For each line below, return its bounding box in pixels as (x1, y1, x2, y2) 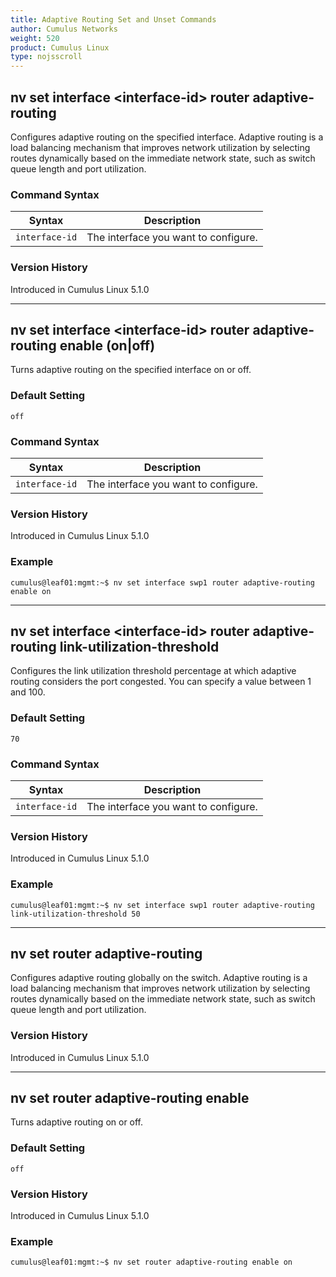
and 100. (10, 686, 46, 698)
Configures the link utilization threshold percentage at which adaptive (10, 665, 297, 677)
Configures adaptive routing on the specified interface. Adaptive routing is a (10, 131, 324, 143)
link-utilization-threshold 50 (10, 909, 141, 919)
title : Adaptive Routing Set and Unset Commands (10, 14, 217, 25)
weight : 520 (10, 33, 60, 43)
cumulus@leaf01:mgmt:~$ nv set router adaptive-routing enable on (10, 1257, 293, 1268)
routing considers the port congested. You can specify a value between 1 (10, 676, 312, 688)
